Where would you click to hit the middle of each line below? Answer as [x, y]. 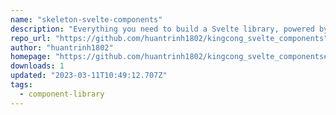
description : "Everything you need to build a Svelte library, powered [162, 29]
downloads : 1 [37, 66]
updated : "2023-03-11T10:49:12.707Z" [89, 76]
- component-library [62, 94]
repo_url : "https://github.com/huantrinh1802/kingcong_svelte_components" [169, 38]
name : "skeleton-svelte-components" [86, 19]
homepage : [31, 57]
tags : [21, 85]
